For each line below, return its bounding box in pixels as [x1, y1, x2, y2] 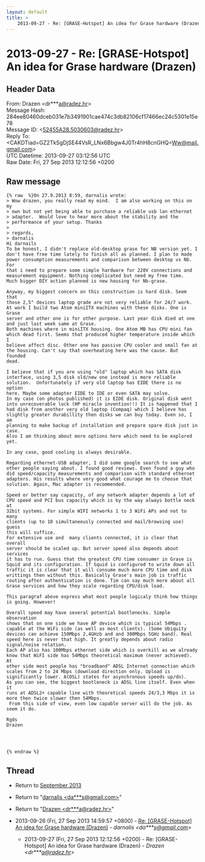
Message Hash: [6, 106, 46, 114]
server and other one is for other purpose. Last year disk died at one [6, 315, 195, 322]
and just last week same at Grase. [6, 321, 97, 327]
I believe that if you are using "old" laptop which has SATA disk [6, 369, 182, 375]
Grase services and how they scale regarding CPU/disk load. [6, 583, 165, 589]
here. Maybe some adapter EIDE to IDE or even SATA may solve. [6, 391, 171, 397]
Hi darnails [6, 241, 37, 247]
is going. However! [6, 599, 56, 605]
